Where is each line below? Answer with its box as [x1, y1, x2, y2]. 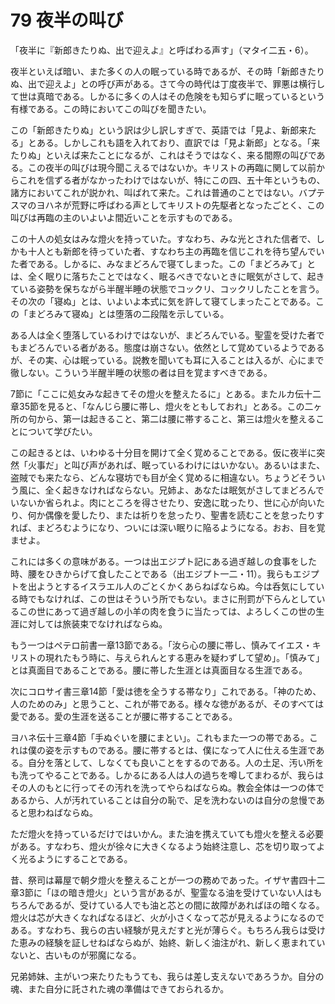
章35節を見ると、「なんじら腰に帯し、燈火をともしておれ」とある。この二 [10, 400, 314, 412]
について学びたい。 [18, 425, 98, 437]
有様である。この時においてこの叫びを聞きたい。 [10, 102, 212, 115]
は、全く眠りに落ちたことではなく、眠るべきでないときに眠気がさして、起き [10, 270, 325, 282]
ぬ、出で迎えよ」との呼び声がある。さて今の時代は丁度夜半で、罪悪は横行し [10, 77, 326, 90]
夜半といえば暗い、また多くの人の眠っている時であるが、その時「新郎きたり [10, 65, 325, 77]
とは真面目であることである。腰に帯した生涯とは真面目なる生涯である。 [10, 664, 308, 676]
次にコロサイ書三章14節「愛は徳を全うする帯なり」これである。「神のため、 [10, 685, 322, 697]
